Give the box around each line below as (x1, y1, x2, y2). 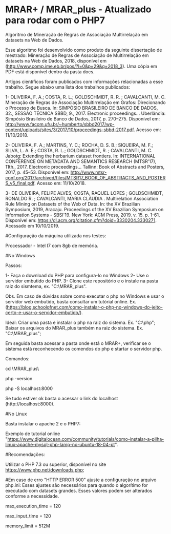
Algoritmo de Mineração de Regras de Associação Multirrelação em (5, 31, 148, 37)
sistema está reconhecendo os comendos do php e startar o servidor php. (5, 345, 162, 352)
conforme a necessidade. (5, 493, 59, 499)
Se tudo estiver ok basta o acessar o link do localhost (5, 395, 118, 401)
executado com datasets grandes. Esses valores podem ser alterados (5, 487, 153, 494)
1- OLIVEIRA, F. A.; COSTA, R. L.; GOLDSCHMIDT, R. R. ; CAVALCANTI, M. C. (5, 94, 166, 100)
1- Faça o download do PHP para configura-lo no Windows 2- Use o (5, 272, 149, 278)
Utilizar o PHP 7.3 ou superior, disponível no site (5, 461, 106, 467)
